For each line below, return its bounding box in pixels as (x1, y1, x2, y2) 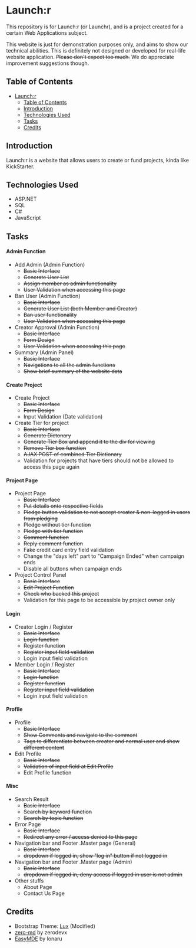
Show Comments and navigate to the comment (23, 731, 138, 738)
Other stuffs (14, 877, 44, 884)
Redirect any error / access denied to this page (23, 833, 138, 840)
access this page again (23, 463, 80, 470)
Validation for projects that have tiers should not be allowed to (23, 457, 174, 464)
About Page (23, 883, 52, 890)
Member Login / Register (14, 661, 75, 668)
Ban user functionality (23, 311, 77, 318)
